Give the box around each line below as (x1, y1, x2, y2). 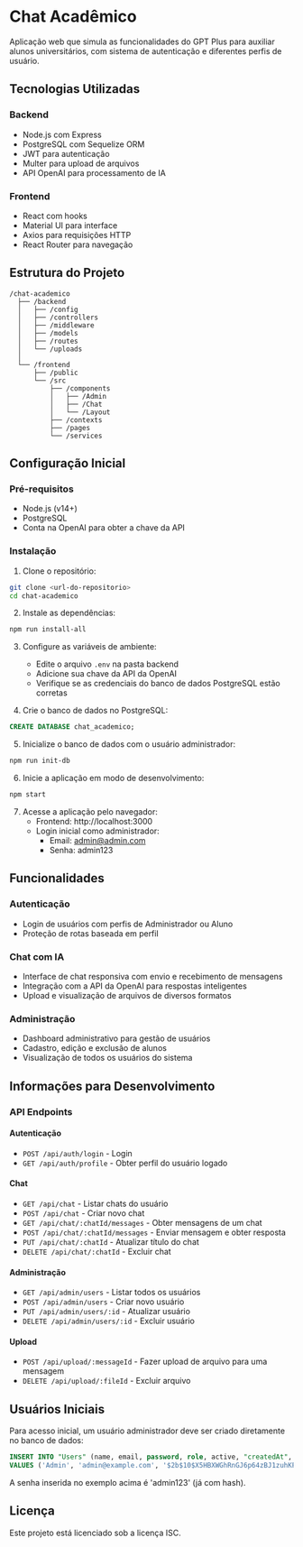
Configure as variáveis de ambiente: (22, 641, 157, 652)
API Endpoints (9, 1105, 73, 1118)
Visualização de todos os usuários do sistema (22, 1053, 193, 1064)
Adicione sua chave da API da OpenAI (35, 668, 178, 679)
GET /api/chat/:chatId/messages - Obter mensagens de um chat (22, 1217, 263, 1228)
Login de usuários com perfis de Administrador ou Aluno (22, 918, 234, 929)
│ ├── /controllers (17, 313, 99, 322)
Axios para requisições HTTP (22, 229, 132, 240)
